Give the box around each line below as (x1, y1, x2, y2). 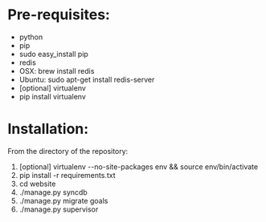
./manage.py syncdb (18, 187, 88, 197)
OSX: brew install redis (18, 66, 95, 75)
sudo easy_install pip (18, 49, 89, 59)
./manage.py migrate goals (18, 196, 108, 205)
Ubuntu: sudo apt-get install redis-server (18, 75, 155, 84)
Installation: (7, 120, 89, 138)
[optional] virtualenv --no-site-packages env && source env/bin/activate (18, 162, 259, 172)
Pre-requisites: (7, 6, 110, 24)
